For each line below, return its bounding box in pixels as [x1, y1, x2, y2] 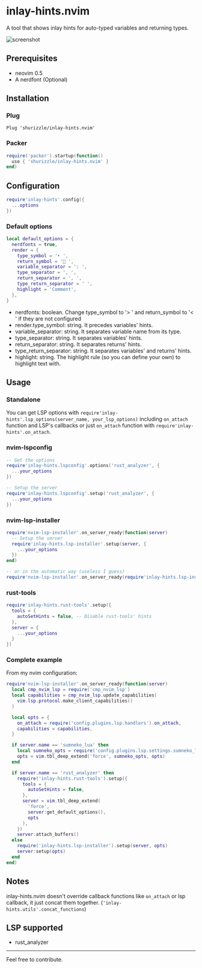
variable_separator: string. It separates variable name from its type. [14, 328, 182, 335]
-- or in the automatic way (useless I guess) [6, 568, 125, 575]
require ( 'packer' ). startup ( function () [6, 153, 103, 159]
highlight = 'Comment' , [17, 286, 77, 292]
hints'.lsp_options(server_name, [6, 416, 90, 423]
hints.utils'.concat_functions [6, 906, 85, 912]
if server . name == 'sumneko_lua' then [11, 742, 109, 748]
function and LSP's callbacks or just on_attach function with [6, 422, 155, 429]
